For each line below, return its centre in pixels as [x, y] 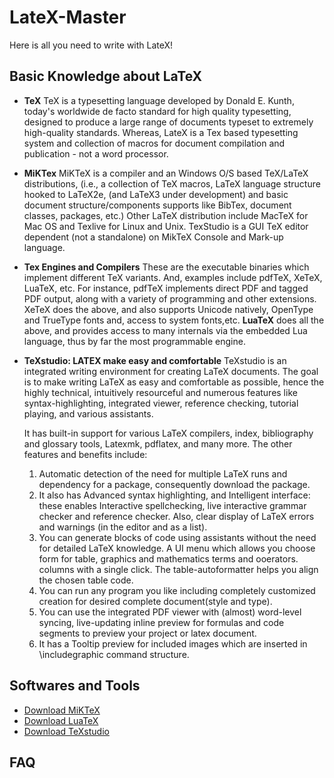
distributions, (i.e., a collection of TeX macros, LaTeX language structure [172, 183]
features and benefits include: [85, 454]
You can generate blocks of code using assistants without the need [177, 537]
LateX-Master [68, 17]
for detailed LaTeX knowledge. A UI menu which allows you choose [177, 548]
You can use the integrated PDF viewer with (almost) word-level [170, 612]
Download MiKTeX [62, 710]
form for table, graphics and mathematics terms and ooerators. [168, 558]
